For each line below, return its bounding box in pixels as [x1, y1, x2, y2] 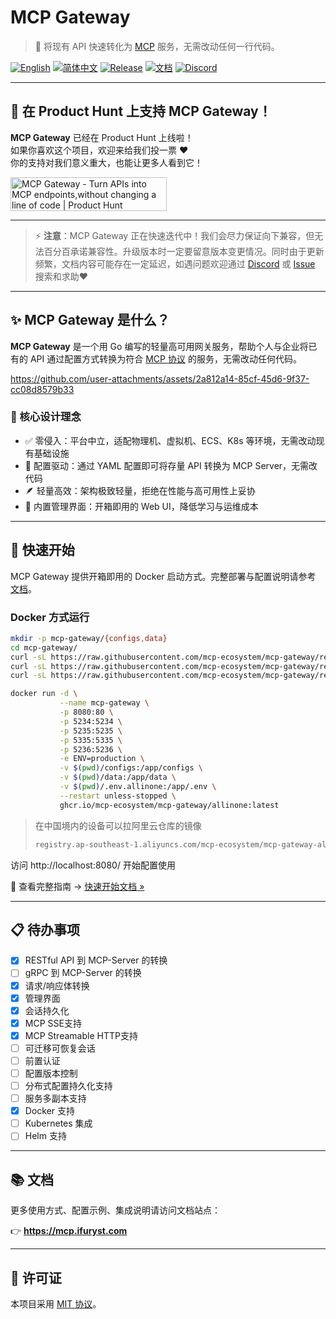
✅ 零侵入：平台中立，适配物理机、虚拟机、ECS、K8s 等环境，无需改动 [24, 434, 317, 446]
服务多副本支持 [24, 1092, 87, 1105]
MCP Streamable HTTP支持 [24, 1029, 138, 1041]
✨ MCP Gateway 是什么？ [10, 312, 170, 329]
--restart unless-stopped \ [59, 791, 177, 801]
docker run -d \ [10, 689, 78, 699]
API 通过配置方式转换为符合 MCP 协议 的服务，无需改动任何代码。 [29, 352, 302, 365]
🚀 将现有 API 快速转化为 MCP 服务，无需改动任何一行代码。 [34, 40, 280, 52]
